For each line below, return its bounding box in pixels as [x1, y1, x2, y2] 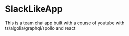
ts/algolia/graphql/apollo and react [5, 25, 76, 31]
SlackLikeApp [5, 3, 63, 15]
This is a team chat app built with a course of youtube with [5, 20, 125, 26]
